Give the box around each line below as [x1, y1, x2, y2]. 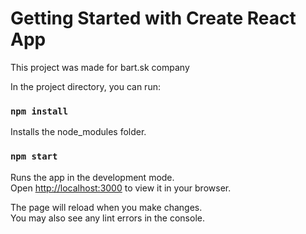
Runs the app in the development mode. [10, 171, 175, 183]
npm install [10, 105, 69, 117]
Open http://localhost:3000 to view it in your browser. [10, 182, 232, 194]
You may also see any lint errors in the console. [10, 212, 205, 224]
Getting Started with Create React [10, 7, 297, 30]
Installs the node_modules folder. [10, 126, 147, 138]
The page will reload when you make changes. [10, 201, 203, 213]
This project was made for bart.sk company [10, 61, 190, 73]
